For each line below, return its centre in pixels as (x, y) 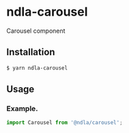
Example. (22, 108)
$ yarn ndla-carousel (37, 68)
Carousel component (36, 31)
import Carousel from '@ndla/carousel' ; (65, 123)
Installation (31, 52)
